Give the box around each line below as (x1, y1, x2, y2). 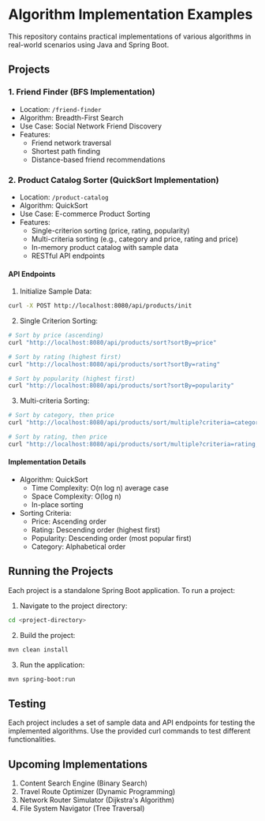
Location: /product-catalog (19, 192, 109, 202)
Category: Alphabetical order (31, 542, 126, 551)
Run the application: (19, 660, 85, 670)
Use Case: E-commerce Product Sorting (19, 209, 151, 218)
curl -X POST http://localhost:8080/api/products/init (8, 302, 192, 310)
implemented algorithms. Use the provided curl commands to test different (8, 726, 251, 736)
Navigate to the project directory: (19, 601, 128, 610)
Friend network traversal (31, 138, 112, 147)
